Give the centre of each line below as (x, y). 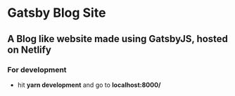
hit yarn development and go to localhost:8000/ (89, 85)
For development (37, 69)
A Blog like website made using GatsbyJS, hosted (118, 39)
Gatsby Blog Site (57, 13)
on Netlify (29, 49)
